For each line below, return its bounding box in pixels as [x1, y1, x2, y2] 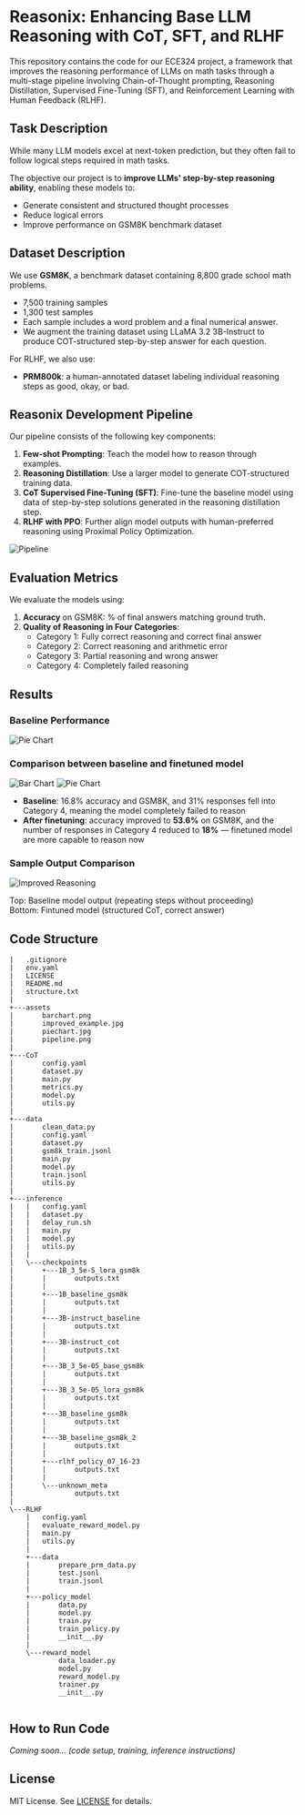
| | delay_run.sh [9, 1218, 92, 1228]
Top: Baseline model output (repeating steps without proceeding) [9, 895, 254, 907]
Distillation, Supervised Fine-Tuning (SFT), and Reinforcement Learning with [9, 85, 295, 96]
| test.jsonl [25, 1568, 100, 1578]
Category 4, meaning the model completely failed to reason [22, 806, 246, 816]
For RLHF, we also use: [9, 353, 96, 364]
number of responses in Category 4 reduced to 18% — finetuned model [22, 825, 293, 836]
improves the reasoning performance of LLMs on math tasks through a [9, 66, 275, 76]
